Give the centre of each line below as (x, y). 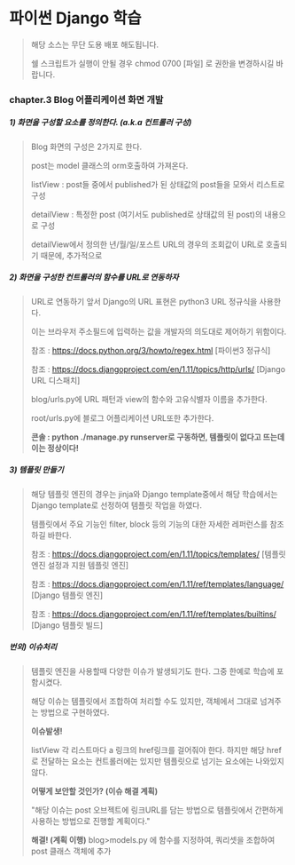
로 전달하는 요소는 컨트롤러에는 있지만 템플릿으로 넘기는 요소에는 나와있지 (158, 761)
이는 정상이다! (55, 448)
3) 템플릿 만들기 (37, 470)
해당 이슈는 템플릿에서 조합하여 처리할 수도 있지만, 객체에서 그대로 (144, 701)
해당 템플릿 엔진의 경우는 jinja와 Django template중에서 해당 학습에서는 (154, 494)
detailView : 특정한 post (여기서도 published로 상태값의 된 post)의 (147, 214)
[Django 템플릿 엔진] (67, 595)
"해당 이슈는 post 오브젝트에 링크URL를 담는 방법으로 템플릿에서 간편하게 (157, 810)
